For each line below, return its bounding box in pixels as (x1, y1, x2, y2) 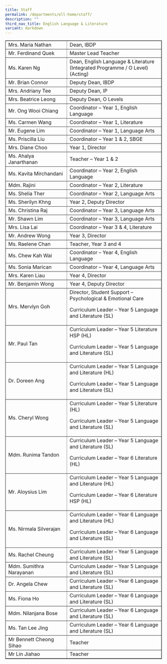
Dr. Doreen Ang (8, 377, 45, 384)
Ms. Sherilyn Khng (8, 199, 51, 206)
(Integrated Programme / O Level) (69, 64, 148, 71)
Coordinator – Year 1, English (69, 104, 138, 111)
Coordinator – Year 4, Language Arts (69, 264, 155, 270)
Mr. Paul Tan (8, 340, 38, 347)
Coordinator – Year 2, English (69, 167, 138, 174)
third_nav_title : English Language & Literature (5, 21, 108, 26)
